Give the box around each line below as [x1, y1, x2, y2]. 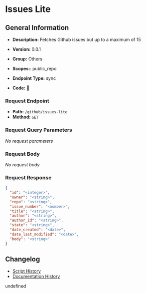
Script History [12, 268, 41, 274]
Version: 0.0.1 [12, 46, 41, 52]
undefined [5, 283, 26, 289]
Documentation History [12, 274, 60, 280]
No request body [5, 161, 40, 168]
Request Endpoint [5, 97, 49, 104]
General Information [5, 23, 69, 32]
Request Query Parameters [5, 126, 72, 133]
